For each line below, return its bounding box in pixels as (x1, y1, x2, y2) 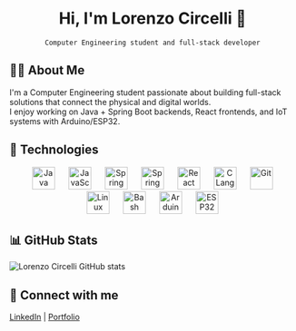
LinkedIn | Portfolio (9, 312, 80, 323)
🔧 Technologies (9, 142, 99, 158)
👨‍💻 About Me (9, 63, 85, 78)
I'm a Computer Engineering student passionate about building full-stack (9, 86, 281, 98)
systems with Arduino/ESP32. (9, 115, 121, 126)
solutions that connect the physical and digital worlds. (9, 96, 212, 107)
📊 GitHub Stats (9, 232, 98, 248)
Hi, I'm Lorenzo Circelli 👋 (58, 8, 247, 29)
